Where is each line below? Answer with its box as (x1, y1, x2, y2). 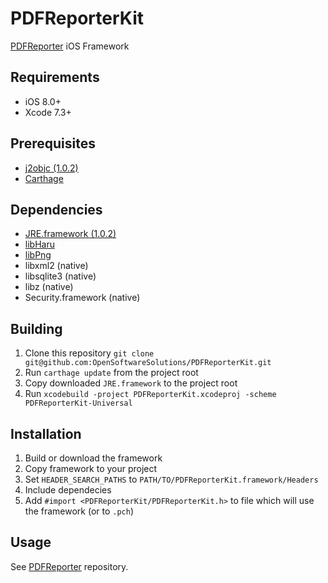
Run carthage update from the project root (24, 367, 199, 379)
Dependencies (10, 201, 103, 218)
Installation (10, 425, 82, 442)
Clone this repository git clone (24, 347, 155, 359)
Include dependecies (24, 484, 112, 496)
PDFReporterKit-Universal (24, 398, 133, 409)
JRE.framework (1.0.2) (24, 228, 117, 240)
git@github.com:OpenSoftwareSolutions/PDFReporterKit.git (24, 358, 272, 368)
